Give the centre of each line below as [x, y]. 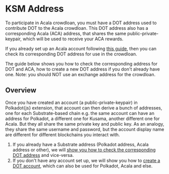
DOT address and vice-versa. [43, 155]
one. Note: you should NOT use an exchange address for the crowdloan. [80, 74]
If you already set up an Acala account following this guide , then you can [81, 48]
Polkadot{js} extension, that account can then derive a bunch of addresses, [84, 108]
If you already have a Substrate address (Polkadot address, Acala [80, 144]
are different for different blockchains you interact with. [63, 135]
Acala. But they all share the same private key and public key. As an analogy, [85, 124]
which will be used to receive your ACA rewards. [73, 39]
